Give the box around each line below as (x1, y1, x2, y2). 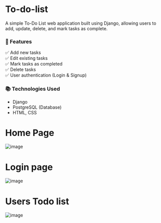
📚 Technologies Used (5, 86, 60, 93)
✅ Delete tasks (5, 66, 36, 72)
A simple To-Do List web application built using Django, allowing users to (5, 20, 156, 26)
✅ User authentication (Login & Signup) (5, 72, 87, 79)
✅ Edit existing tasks (5, 55, 48, 61)
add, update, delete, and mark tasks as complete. (5, 25, 108, 31)
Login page (5, 161, 53, 173)
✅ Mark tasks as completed (5, 61, 63, 67)
